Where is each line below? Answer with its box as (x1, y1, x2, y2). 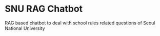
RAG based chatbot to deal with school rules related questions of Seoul (5, 20, 155, 26)
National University (5, 25, 45, 31)
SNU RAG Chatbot (5, 3, 83, 15)
